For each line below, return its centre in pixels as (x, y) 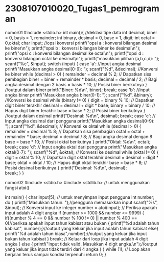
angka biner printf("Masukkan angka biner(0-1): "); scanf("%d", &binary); (79, 95)
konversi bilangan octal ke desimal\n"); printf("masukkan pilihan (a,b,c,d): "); (82, 58)
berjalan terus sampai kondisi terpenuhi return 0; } (56, 254)
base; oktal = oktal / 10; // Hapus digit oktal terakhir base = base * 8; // (76, 163)
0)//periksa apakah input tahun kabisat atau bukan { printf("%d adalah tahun (82, 223)
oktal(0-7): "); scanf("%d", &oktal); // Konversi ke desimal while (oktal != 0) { (82, 152)
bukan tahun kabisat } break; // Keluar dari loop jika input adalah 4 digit (77, 238)
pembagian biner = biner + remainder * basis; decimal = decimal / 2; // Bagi (81, 79)
